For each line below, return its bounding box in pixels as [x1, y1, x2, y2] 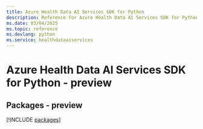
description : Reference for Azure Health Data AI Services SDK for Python [6, 15, 199, 21]
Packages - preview [6, 100, 83, 110]
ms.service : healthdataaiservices [6, 37, 94, 43]
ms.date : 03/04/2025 [6, 20, 59, 26]
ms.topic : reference [6, 25, 59, 32]
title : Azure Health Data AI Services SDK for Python [6, 8, 145, 15]
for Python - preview [6, 76, 112, 90]
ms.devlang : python [6, 31, 56, 38]
